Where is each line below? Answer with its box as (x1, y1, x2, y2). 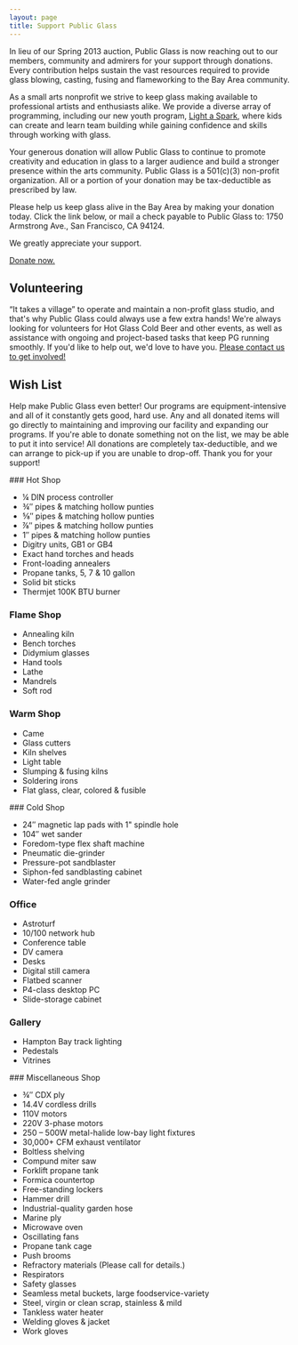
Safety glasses (21, 1278, 77, 1290)
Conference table (21, 938, 86, 948)
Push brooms (21, 1251, 71, 1261)
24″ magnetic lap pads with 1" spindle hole (21, 819, 180, 830)
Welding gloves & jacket (21, 1317, 110, 1327)
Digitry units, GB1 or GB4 (21, 539, 114, 550)
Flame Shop (9, 608, 62, 621)
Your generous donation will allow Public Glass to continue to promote (9, 146, 266, 157)
